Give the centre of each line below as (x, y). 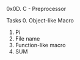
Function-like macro (40, 45)
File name (27, 38)
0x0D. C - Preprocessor (36, 9)
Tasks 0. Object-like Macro (40, 20)
